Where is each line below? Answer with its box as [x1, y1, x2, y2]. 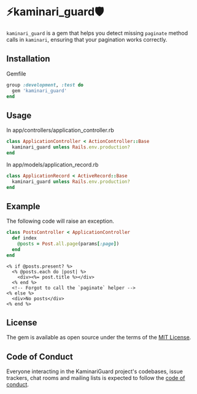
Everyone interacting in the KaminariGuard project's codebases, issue [6, 368, 183, 375]
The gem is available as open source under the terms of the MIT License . [6, 334, 191, 341]
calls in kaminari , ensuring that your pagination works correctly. [6, 36, 168, 43]
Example [6, 201, 41, 212]
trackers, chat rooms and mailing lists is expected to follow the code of [6, 374, 185, 382]
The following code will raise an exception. [6, 217, 115, 225]
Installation [6, 53, 50, 64]
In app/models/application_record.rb [6, 161, 99, 168]
